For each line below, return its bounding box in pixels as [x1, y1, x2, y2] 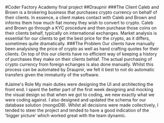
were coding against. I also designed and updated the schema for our [5, 97, 146, 102]
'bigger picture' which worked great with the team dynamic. [5, 113, 127, 118]
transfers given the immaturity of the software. [5, 72, 100, 77]
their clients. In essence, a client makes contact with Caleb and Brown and [5, 15, 156, 20]
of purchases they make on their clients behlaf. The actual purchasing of [5, 56, 152, 62]
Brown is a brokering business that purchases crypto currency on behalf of [5, 9, 158, 15]
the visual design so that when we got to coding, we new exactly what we [5, 92, 155, 98]
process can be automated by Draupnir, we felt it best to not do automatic [5, 67, 155, 73]
